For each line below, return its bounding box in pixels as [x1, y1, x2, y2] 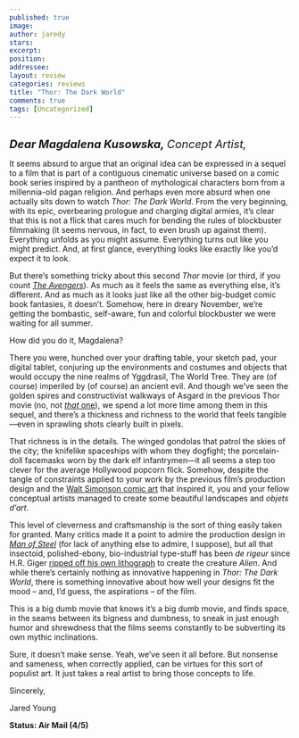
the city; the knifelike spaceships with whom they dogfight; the [9, 445, 241, 456]
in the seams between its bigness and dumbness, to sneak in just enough [9, 613, 279, 624]
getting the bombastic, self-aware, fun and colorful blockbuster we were [9, 309, 277, 319]
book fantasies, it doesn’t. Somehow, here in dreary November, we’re [9, 299, 263, 310]
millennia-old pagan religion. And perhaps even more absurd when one [9, 187, 270, 197]
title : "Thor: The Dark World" [9, 87, 126, 96]
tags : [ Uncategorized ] [9, 104, 94, 113]
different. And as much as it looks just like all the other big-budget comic [9, 289, 277, 300]
